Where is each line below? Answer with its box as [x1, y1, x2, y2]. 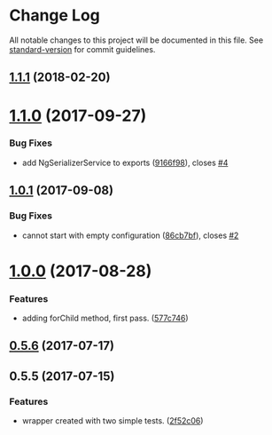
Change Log [9, 5, 100, 26]
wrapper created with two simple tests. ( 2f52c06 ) [21, 415, 204, 426]
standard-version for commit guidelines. [9, 43, 156, 54]
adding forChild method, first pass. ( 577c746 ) [21, 312, 189, 323]
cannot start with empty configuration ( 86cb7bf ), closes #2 [21, 230, 239, 241]
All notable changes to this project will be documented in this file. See [9, 35, 264, 45]
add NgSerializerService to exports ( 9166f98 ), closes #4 [21, 157, 229, 168]
